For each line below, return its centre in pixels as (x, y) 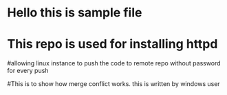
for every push (28, 71)
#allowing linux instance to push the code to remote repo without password (114, 63)
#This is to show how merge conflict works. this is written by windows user (113, 84)
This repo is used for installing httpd (112, 44)
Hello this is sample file (75, 13)
